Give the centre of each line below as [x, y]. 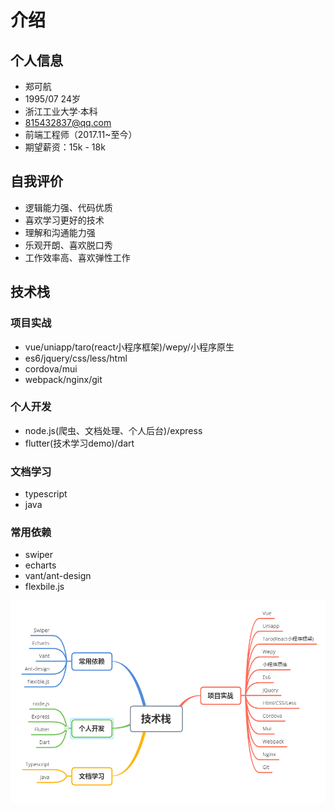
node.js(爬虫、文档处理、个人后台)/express [113, 430]
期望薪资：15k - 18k [65, 147]
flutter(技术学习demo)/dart [79, 443]
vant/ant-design [58, 576]
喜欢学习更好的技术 [64, 220]
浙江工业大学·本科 [61, 111]
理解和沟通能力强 [60, 232]
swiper [39, 555]
